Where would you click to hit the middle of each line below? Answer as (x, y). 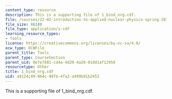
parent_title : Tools (27, 53)
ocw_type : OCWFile (25, 48)
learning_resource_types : (33, 34)
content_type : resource (31, 10)
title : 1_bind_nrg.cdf (29, 72)
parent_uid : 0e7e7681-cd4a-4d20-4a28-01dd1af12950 (60, 62)
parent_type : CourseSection (35, 57)
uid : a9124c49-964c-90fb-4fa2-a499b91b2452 (52, 77)
